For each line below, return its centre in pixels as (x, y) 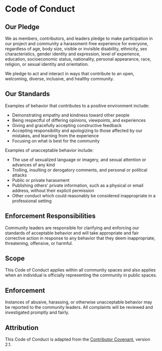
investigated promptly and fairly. (37, 312)
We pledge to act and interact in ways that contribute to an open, (70, 73)
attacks (19, 175)
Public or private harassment (41, 180)
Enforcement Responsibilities (50, 216)
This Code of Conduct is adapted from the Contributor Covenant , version (78, 339)
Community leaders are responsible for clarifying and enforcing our (72, 228)
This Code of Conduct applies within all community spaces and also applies (81, 270)
